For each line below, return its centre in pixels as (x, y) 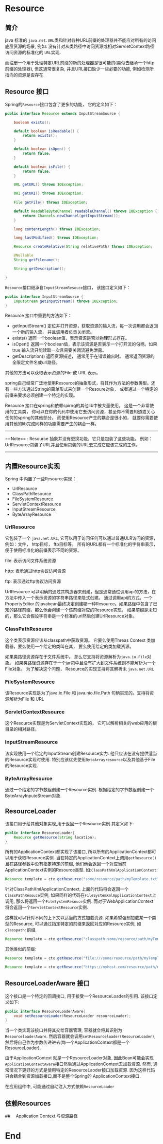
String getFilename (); (37, 260)
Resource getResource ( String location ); (55, 837)
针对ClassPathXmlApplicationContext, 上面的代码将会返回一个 (67, 889)
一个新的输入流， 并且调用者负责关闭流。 (53, 332)
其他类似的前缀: (21, 949)
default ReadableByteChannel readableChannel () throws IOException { (86, 211)
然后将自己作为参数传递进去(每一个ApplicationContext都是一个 (67, 1042)
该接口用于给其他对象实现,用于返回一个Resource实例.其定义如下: (70, 823)
